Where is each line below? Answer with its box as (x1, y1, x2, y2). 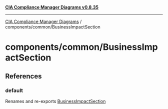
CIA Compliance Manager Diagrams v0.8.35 (5, 4, 99, 10)
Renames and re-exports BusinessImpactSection (5, 98, 106, 104)
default (5, 87, 23, 94)
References (5, 72, 42, 80)
